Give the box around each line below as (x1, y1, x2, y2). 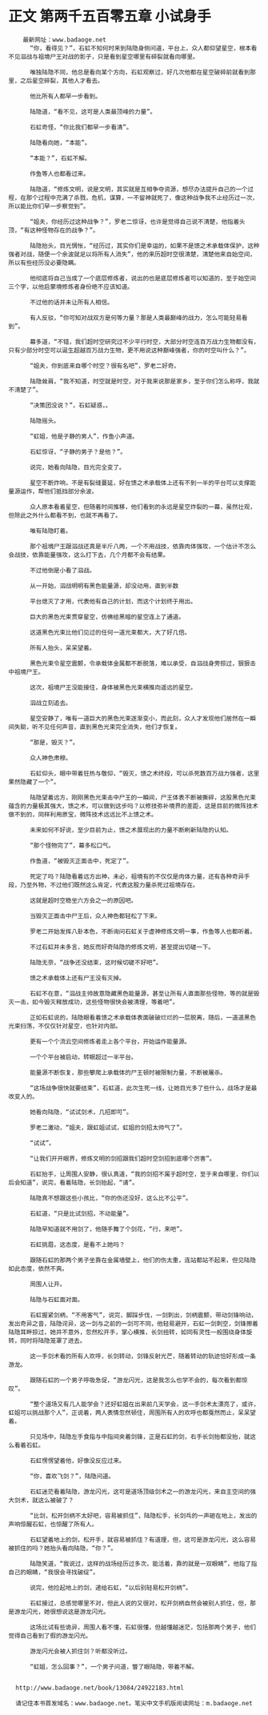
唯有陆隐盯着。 (29, 527, 72, 535)
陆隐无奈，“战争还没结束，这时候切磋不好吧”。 (29, 958, 162, 967)
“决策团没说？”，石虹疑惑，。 (29, 401, 112, 409)
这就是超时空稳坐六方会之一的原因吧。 (29, 896, 138, 904)
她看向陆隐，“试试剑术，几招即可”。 (29, 1108, 133, 1116)
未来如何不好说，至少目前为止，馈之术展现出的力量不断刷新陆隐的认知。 (29, 826, 233, 834)
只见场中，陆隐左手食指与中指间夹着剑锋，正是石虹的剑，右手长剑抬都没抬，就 (29, 1433, 250, 1441)
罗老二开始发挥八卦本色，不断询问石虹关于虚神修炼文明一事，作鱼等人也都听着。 (29, 928, 256, 936)
